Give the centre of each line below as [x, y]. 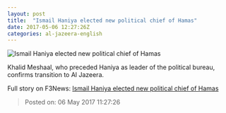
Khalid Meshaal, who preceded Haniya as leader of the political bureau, [111, 67]
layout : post [26, 14]
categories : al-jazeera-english [55, 34]
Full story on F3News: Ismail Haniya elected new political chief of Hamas [113, 88]
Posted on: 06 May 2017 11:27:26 [72, 102]
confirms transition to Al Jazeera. [56, 75]
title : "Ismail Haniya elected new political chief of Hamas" [102, 20]
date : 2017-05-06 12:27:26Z [49, 27]
